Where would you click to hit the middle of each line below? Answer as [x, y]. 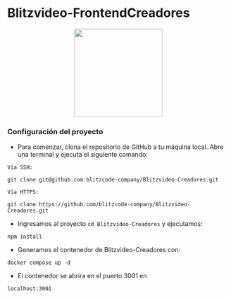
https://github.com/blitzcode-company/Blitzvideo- [114, 205]
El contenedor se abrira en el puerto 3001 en [82, 276]
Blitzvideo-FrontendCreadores [99, 13]
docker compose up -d [39, 263]
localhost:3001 [30, 289]
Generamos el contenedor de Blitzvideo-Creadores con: [99, 250]
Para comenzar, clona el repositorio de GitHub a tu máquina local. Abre [120, 147]
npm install [25, 237]
